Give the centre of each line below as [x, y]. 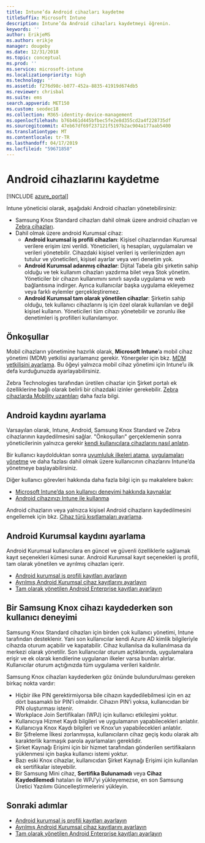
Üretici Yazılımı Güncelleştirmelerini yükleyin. [72, 786]
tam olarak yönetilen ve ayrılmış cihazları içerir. [65, 564]
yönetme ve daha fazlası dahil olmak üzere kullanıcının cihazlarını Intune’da [101, 462]
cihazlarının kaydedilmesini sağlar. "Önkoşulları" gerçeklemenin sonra [94, 437]
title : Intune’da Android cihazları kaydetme [65, 12]
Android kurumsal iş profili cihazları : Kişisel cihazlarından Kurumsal [110, 239]
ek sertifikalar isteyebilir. [46, 766]
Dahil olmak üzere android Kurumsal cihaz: [69, 233]
